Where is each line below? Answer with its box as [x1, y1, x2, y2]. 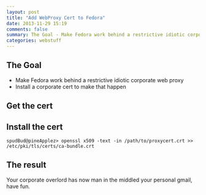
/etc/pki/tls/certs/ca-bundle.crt [6, 143, 95, 150]
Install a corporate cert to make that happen [15, 83, 127, 90]
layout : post [6, 9, 40, 15]
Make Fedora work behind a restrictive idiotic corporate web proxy [15, 76, 184, 83]
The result [6, 160, 47, 170]
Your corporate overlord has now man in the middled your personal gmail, [6, 176, 193, 183]
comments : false [6, 26, 48, 32]
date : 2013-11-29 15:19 [6, 20, 67, 26]
